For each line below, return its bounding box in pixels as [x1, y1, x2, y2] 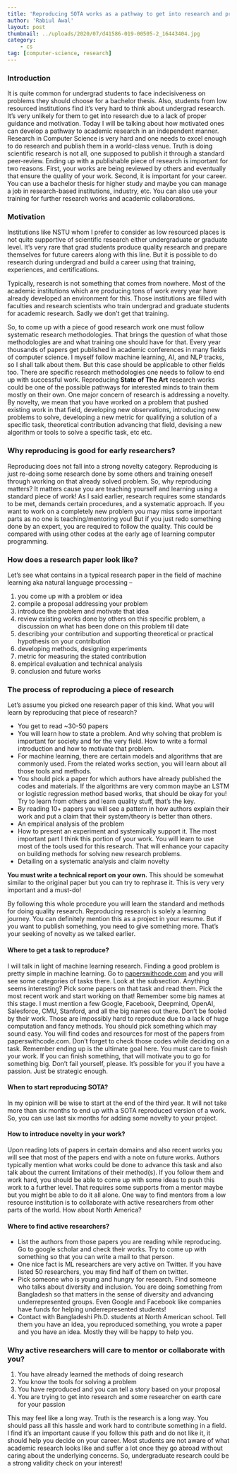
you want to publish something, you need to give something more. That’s [7, 922, 219, 930]
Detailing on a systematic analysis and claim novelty [17, 857, 169, 866]
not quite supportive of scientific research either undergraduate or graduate [7, 235, 228, 244]
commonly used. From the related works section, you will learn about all [17, 759, 227, 768]
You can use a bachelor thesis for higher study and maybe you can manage [7, 180, 227, 188]
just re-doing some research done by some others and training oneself [7, 469, 213, 478]
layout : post [7, 23, 46, 30]
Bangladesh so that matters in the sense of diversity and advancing [17, 1290, 214, 1299]
